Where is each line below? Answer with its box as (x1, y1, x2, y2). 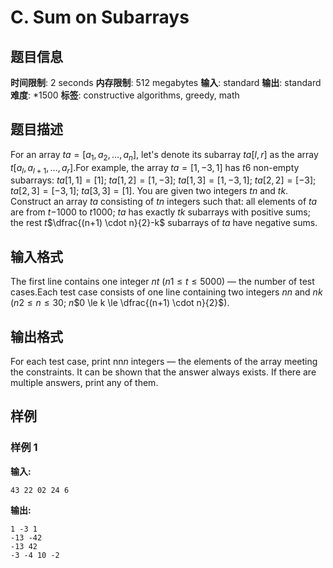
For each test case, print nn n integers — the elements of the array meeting (10, 356, 318, 368)
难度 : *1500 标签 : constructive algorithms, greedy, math (10, 89, 240, 101)
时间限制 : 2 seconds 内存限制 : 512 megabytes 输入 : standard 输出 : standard (10, 77, 322, 88)
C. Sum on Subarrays (10, 6, 190, 29)
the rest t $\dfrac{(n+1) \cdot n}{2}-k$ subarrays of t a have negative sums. (10, 217, 318, 229)
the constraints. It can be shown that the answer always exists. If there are (10, 366, 317, 378)
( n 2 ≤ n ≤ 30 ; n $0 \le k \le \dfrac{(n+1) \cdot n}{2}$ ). (10, 297, 230, 309)
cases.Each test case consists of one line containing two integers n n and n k (10, 286, 323, 298)
